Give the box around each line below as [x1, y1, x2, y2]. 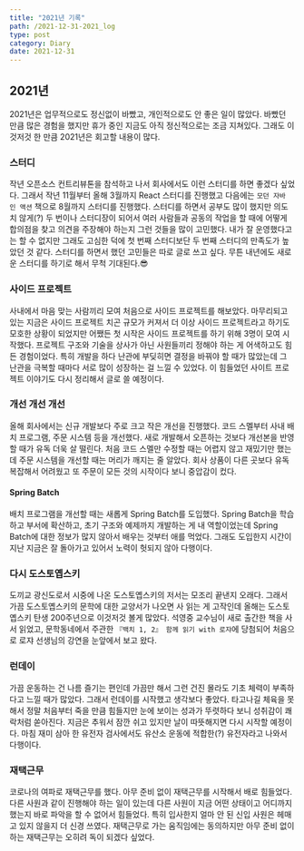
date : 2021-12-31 [9, 47, 75, 56]
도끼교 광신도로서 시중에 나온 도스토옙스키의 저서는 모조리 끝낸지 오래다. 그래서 [9, 590, 289, 601]
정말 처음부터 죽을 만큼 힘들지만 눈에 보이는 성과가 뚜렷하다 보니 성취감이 [25, 705, 283, 716]
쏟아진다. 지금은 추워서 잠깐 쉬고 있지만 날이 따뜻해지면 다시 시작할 [33, 716, 269, 727]
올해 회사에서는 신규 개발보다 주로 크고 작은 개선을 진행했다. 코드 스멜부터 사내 [9, 420, 286, 431]
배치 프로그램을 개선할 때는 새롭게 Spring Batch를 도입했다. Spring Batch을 [9, 509, 278, 520]
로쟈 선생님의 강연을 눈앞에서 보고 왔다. [18, 635, 157, 646]
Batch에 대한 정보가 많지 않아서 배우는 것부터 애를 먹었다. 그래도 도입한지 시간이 [9, 532, 292, 543]
